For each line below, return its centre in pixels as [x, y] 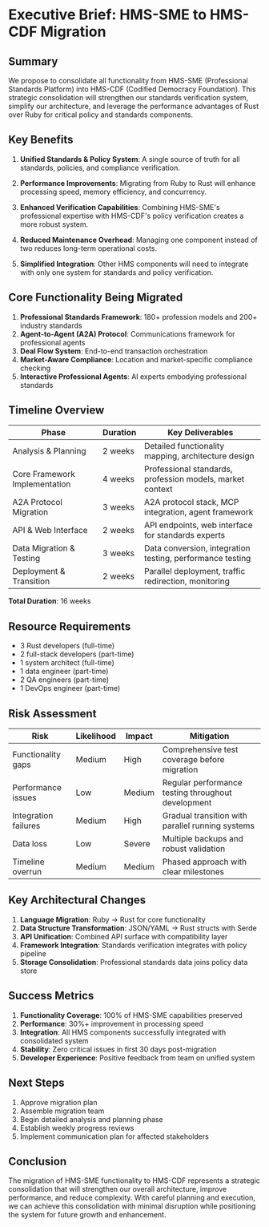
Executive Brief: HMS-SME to [107, 15]
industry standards [51, 325]
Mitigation [209, 737]
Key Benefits [41, 140]
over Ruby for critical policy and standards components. [101, 115]
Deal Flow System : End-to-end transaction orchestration [114, 351]
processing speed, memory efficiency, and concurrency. [113, 192]
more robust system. [54, 224]
